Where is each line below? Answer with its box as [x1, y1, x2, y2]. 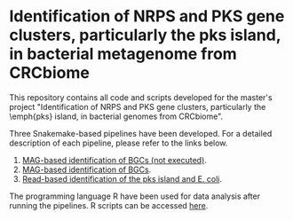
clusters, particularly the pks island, [9, 25, 281, 45]
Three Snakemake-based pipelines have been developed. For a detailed [9, 128, 273, 138]
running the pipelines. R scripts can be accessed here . [9, 200, 209, 210]
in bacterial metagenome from [9, 44, 237, 64]
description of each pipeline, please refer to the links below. [9, 137, 228, 148]
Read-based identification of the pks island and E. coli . [21, 173, 223, 184]
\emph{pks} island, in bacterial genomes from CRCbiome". [9, 111, 224, 122]
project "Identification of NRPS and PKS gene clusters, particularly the [9, 101, 266, 112]
